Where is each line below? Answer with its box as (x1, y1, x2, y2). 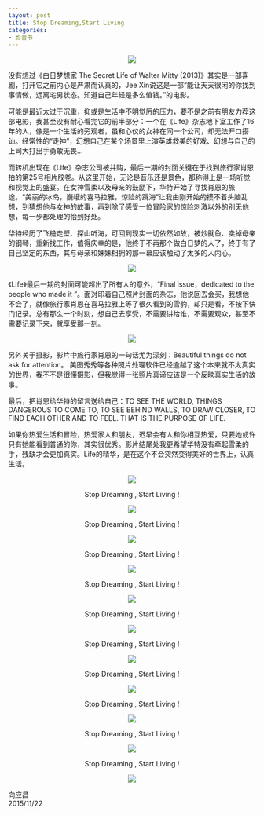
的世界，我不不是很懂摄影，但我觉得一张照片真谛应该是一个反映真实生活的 (8, 370, 249, 379)
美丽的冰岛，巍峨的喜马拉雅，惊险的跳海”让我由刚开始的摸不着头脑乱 (24, 192, 249, 202)
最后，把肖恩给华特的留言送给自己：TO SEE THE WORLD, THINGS (8, 397, 222, 406)
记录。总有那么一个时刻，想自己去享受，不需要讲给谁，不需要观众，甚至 (14, 309, 249, 319)
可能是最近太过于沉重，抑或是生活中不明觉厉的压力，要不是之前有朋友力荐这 (8, 107, 256, 116)
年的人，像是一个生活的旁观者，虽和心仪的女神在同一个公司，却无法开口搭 (8, 126, 249, 136)
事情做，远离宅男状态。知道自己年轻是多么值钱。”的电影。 (8, 90, 194, 100)
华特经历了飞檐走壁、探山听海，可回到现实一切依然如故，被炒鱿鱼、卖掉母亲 (8, 228, 256, 238)
